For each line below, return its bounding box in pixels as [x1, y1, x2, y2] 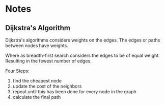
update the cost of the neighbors [12, 83, 82, 89]
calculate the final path [12, 94, 61, 100]
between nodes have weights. [5, 43, 69, 49]
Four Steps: [5, 68, 30, 74]
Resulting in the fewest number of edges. [5, 58, 92, 64]
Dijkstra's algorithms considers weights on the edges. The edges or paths [5, 37, 160, 43]
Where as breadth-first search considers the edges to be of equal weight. [5, 52, 160, 58]
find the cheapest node [12, 78, 62, 83]
